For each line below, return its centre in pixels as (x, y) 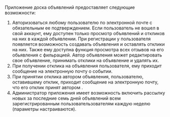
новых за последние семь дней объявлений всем (66, 98)
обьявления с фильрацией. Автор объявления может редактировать (87, 55)
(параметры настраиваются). (44, 109)
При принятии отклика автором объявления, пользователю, (78, 77)
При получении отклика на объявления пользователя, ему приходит (87, 66)
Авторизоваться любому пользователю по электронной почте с (82, 23)
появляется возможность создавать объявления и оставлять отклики (88, 44)
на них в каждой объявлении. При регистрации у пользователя (81, 39)
